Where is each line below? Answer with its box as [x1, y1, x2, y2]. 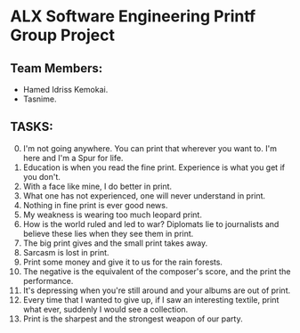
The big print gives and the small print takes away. [22, 238, 208, 248]
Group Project [10, 25, 115, 45]
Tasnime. [22, 93, 57, 104]
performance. [22, 275, 74, 286]
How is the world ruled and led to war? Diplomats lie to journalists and [22, 218, 280, 229]
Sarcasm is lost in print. [22, 247, 109, 257]
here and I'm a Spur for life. [22, 152, 124, 163]
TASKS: [10, 119, 53, 134]
